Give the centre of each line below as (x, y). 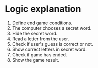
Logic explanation (43, 9)
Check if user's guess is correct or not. (53, 44)
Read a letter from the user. (40, 39)
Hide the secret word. (35, 33)
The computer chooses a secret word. (52, 28)
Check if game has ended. (39, 55)
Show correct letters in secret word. (49, 49)
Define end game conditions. (42, 23)
